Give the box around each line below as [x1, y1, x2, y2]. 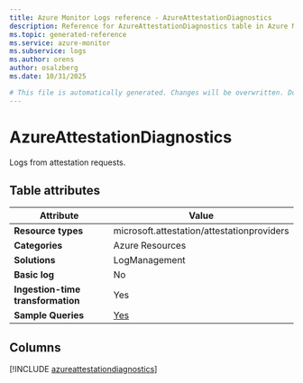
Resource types [14, 224, 84, 237]
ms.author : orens [9, 55, 75, 64]
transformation [14, 295, 80, 307]
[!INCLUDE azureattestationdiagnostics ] [9, 364, 158, 375]
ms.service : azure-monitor [9, 38, 111, 48]
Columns [9, 340, 61, 355]
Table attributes [9, 182, 101, 198]
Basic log [14, 269, 55, 281]
